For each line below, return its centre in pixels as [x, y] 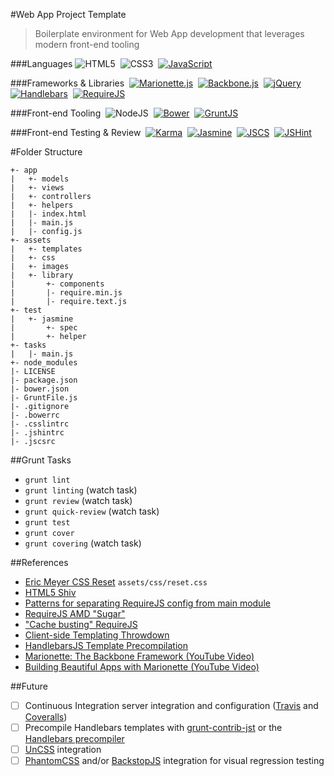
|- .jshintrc [37, 433]
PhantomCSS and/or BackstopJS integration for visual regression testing [174, 761]
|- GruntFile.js [44, 398]
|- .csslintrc [40, 424]
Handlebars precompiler [74, 739]
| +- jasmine [42, 319]
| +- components [57, 284]
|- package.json [44, 380]
